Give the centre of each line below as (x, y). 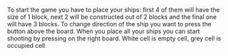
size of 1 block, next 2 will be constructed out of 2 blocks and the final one (112, 17)
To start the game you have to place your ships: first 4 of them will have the (114, 10)
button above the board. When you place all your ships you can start (104, 31)
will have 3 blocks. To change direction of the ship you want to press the (109, 24)
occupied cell (26, 46)
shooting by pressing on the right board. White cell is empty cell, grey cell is (114, 38)
